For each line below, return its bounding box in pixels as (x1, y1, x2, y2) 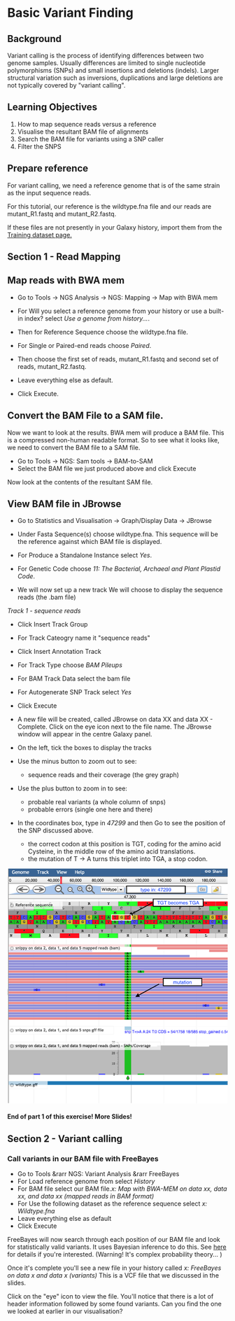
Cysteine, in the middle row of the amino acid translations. (27, 847, 196, 855)
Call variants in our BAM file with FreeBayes (7, 1154, 159, 1163)
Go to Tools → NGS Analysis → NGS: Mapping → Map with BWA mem (17, 293, 218, 302)
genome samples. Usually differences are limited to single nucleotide (7, 59, 206, 67)
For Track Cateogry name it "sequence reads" (17, 634, 150, 642)
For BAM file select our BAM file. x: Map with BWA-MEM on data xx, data (17, 1184, 227, 1193)
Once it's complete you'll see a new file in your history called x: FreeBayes (7, 1264, 222, 1272)
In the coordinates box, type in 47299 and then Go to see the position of (17, 819, 226, 827)
